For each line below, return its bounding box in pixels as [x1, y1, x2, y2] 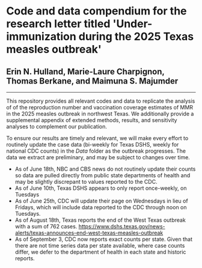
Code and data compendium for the [6, 4, 187, 18]
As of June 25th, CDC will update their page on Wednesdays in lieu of [14, 197, 188, 204]
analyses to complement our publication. [6, 123, 107, 130]
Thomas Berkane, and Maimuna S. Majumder [6, 76, 179, 86]
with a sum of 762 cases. [14, 223, 78, 230]
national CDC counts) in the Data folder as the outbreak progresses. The [6, 147, 186, 154]
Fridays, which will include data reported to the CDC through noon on [14, 204, 187, 211]
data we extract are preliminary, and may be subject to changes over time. [6, 154, 191, 160]
